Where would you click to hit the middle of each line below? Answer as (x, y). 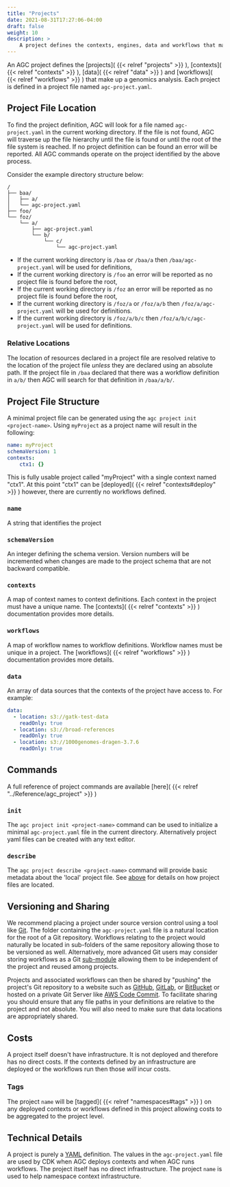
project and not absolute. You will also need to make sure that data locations (115, 1009)
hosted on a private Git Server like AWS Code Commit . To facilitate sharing (112, 994)
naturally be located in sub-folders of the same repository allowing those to (113, 945)
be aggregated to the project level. (56, 1116)
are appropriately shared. (43, 1016)
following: (21, 432)
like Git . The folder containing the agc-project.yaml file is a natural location (113, 931)
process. (20, 161)
